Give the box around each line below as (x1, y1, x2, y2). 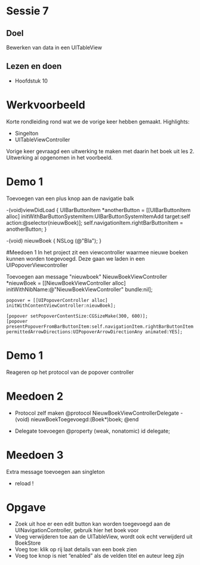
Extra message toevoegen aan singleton (6, 468, 105, 475)
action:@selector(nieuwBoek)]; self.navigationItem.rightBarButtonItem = (6, 219, 184, 226)
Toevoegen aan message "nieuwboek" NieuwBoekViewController (6, 273, 168, 280)
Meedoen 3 (6, 448, 64, 462)
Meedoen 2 (6, 389, 64, 403)
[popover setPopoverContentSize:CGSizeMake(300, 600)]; (6, 313, 148, 319)
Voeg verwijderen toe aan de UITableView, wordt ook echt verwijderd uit (14, 533, 193, 540)
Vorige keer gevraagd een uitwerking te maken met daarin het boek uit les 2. (6, 147, 195, 155)
